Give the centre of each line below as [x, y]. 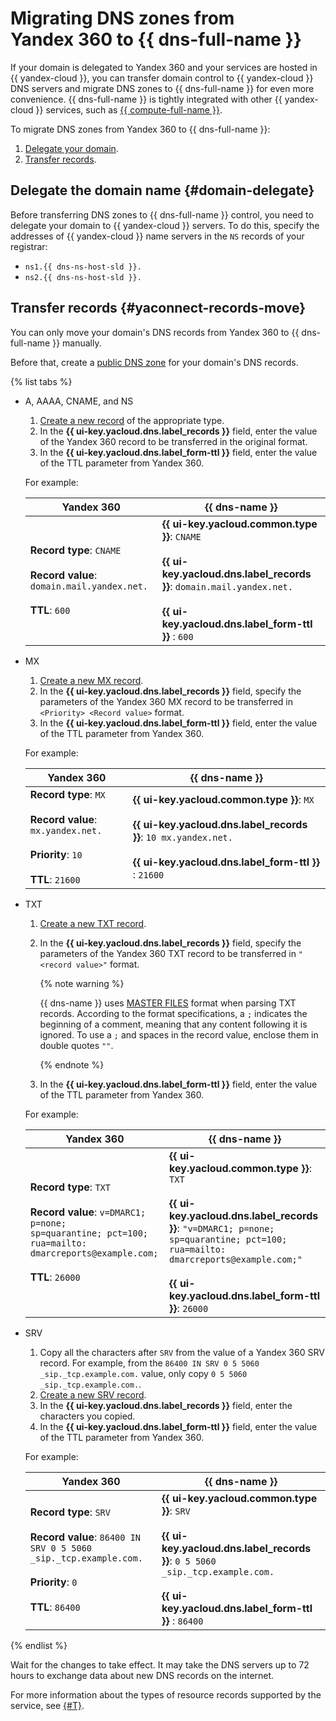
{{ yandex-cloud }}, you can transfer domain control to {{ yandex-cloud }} [162, 78]
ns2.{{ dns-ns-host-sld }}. [83, 277]
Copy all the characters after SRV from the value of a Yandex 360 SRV [182, 1352]
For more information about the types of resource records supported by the [166, 1694]
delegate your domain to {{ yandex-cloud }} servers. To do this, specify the [165, 225]
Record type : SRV [70, 1512]
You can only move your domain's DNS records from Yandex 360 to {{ [155, 332]
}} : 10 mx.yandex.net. [182, 837]
